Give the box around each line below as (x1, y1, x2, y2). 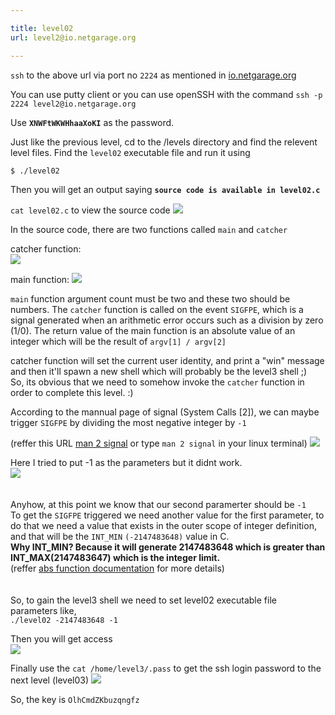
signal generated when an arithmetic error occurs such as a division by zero (10, 314, 324, 326)
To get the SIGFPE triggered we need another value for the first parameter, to (10, 509, 325, 521)
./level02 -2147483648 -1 (10, 615, 118, 625)
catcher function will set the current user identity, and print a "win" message (10, 354, 325, 366)
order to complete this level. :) (10, 386, 134, 398)
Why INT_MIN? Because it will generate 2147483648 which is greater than (10, 541, 326, 553)
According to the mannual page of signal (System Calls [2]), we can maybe (10, 406, 320, 418)
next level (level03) (10, 674, 90, 686)
